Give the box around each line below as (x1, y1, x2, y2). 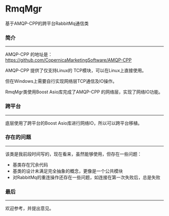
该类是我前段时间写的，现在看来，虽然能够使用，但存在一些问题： (5, 151, 142, 157)
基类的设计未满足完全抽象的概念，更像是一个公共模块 (12, 168, 123, 174)
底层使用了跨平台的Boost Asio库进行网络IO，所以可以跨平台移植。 (5, 120, 142, 126)
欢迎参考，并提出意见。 (5, 205, 54, 211)
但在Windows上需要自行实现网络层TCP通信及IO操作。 (5, 78, 117, 84)
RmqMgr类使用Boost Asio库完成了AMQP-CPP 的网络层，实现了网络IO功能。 (5, 89, 163, 95)
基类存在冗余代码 (12, 161, 48, 168)
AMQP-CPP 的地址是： (5, 51, 53, 58)
